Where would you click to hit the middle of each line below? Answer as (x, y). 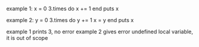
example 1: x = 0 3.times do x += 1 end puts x (63, 9)
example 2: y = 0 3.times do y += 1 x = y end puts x (70, 20)
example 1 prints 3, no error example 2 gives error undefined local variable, (100, 32)
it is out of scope (27, 38)
